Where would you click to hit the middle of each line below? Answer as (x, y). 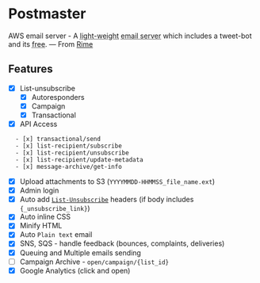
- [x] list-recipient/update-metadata (80, 160)
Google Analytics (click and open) (75, 270)
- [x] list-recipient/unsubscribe (72, 153)
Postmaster (47, 14)
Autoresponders (58, 97)
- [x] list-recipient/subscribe (69, 146)
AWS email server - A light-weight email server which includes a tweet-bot (130, 36)
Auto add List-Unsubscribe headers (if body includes (107, 200)
